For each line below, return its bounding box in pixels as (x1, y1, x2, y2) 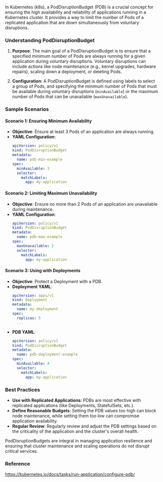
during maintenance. (12, 206, 54, 212)
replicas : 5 (17, 315, 41, 321)
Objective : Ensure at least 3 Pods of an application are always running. (12, 129, 155, 135)
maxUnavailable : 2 (17, 243, 54, 248)
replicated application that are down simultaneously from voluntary (5, 19, 140, 25)
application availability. (12, 418, 58, 424)
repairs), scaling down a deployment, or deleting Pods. (12, 69, 122, 75)
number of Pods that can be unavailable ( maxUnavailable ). (12, 94, 128, 99)
